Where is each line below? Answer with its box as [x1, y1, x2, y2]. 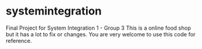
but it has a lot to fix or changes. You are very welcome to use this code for [6, 30, 196, 38]
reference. [6, 37, 32, 44]
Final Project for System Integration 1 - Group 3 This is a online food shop [6, 24, 192, 31]
